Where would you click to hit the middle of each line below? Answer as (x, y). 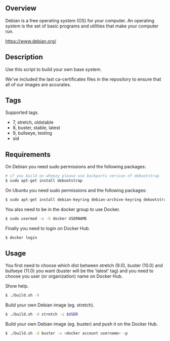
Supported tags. (22, 112)
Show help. (17, 286)
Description (24, 57)
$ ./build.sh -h (22, 295)
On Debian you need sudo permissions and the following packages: (76, 167)
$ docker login (21, 238)
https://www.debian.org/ (31, 41)
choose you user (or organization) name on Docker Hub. (64, 276)
